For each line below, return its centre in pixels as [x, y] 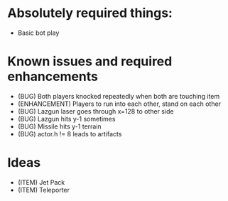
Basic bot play [38, 33]
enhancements [53, 77]
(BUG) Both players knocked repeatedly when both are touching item [119, 96]
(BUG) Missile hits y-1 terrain [59, 126]
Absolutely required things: [90, 13]
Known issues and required [90, 61]
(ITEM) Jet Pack [41, 182]
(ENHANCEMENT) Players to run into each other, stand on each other [119, 104]
